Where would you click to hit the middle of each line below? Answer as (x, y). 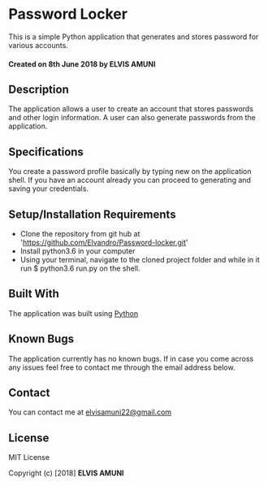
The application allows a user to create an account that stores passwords (131, 109)
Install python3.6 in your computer (78, 251)
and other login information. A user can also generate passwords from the (132, 118)
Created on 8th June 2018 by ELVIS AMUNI (82, 64)
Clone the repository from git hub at (80, 233)
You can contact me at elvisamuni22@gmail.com (90, 412)
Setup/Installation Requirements (92, 214)
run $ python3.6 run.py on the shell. (80, 268)
